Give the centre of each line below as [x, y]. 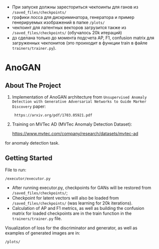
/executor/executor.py [28, 178]
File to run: [16, 170]
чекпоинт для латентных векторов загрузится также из [69, 28]
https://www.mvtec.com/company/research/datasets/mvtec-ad [75, 133]
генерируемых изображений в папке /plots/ [58, 22]
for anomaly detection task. [32, 143]
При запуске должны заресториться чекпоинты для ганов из [75, 7]
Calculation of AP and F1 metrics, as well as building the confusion [78, 208]
